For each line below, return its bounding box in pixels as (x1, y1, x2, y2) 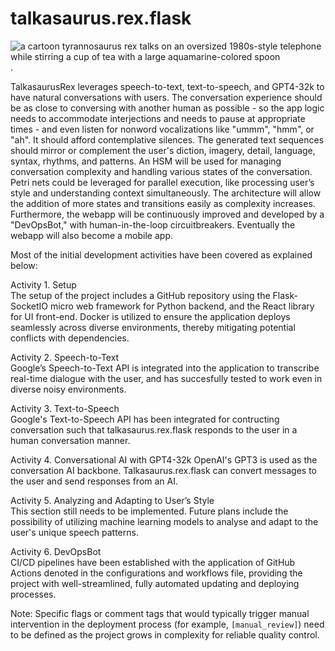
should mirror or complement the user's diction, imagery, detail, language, (10, 144, 316, 156)
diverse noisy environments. (10, 383, 127, 395)
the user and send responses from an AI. (10, 475, 179, 487)
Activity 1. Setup (10, 278, 77, 291)
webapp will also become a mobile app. (10, 229, 173, 241)
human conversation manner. (10, 434, 131, 446)
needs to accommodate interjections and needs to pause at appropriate (10, 112, 306, 124)
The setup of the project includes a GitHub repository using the (10, 289, 271, 301)
